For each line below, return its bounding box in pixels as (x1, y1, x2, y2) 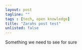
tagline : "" (5, 12, 30, 17)
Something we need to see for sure (5, 39, 77, 45)
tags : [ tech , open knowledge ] (5, 16, 70, 21)
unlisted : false (5, 26, 39, 31)
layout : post (5, 7, 32, 12)
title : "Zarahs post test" (5, 21, 61, 26)
